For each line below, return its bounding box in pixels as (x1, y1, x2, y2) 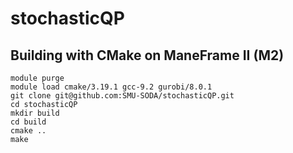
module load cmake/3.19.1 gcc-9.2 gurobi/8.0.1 (10, 82, 213, 92)
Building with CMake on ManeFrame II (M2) (10, 47, 285, 64)
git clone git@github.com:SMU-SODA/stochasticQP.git (10, 91, 235, 101)
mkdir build (10, 108, 60, 118)
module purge (10, 73, 65, 83)
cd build (10, 117, 47, 127)
